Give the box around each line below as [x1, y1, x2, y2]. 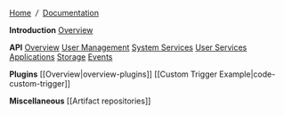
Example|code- [219, 69, 276, 79]
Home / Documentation [9, 8, 100, 18]
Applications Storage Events [9, 52, 113, 62]
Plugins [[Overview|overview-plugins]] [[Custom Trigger [9, 69, 218, 79]
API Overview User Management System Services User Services [9, 42, 247, 53]
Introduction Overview [9, 25, 93, 35]
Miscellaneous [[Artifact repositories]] [9, 95, 151, 106]
